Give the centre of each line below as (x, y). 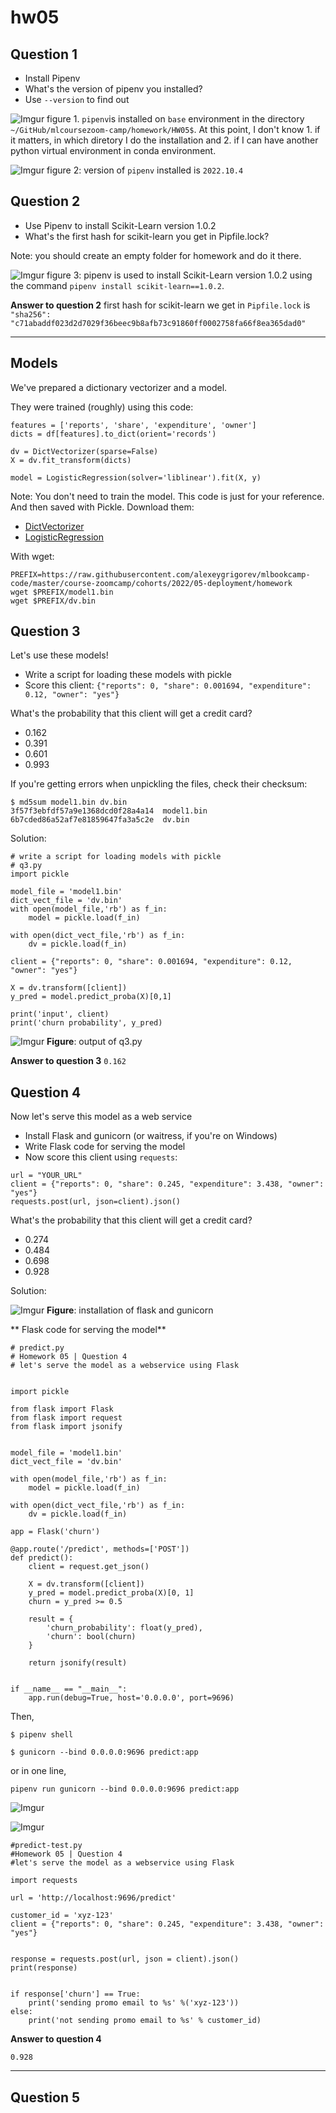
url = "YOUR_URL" (46, 1176)
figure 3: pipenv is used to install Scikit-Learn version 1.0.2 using (179, 275)
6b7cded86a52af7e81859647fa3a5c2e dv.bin (100, 820)
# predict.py (37, 1348)
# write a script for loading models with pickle (116, 857)
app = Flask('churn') (55, 1532)
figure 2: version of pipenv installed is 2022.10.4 (145, 170)
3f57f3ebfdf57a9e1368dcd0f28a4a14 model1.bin (109, 811)
